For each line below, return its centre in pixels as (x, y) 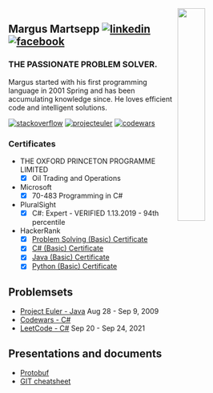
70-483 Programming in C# (77, 196)
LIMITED (34, 169)
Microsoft (36, 187)
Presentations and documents (85, 353)
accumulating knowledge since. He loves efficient (90, 98)
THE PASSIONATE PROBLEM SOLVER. (83, 65)
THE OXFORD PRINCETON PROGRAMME (88, 161)
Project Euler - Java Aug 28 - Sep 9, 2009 (89, 311)
